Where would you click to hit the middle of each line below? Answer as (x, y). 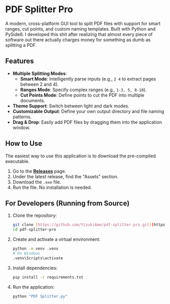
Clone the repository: (35, 215)
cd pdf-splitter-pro (34, 230)
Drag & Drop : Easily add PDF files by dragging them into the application (87, 122)
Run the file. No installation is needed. (52, 187)
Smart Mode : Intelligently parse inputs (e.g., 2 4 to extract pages (88, 79)
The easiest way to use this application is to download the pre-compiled (80, 156)
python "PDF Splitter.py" (40, 296)
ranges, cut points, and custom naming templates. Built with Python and (80, 29)
